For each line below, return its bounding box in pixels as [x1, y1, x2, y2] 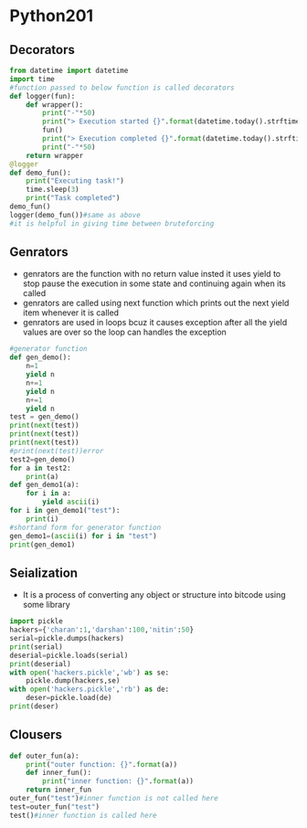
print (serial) [9, 642, 64, 652]
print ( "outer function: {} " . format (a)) [26, 759, 178, 769]
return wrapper [26, 151, 84, 160]
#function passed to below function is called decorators [9, 83, 235, 92]
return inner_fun [26, 785, 92, 795]
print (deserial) [9, 659, 71, 668]
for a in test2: [9, 463, 71, 472]
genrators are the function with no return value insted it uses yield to [22, 269, 281, 280]
